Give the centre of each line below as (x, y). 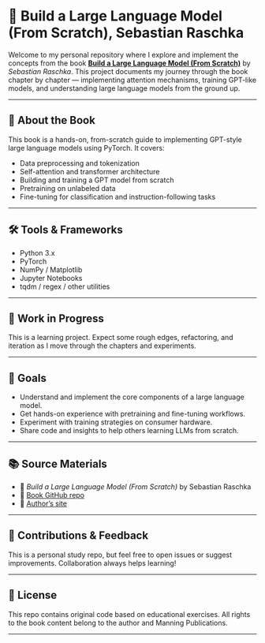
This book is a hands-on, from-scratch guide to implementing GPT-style (125, 139)
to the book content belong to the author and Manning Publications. (118, 622)
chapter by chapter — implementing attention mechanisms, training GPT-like (132, 80)
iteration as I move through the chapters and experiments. (103, 346)
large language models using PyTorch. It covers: (86, 148)
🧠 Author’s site (43, 503)
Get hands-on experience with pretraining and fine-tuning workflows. (132, 414)
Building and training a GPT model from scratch (97, 180)
